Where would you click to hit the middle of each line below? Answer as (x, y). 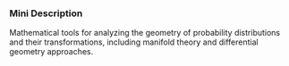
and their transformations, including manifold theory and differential (134, 42)
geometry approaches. (51, 52)
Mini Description (46, 13)
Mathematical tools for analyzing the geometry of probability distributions (145, 33)
